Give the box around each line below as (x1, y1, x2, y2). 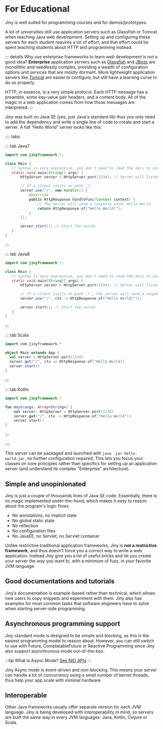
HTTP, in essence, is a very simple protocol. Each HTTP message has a (5, 89, 148, 95)
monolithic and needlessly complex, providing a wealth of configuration (5, 64, 148, 70)
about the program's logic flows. (5, 503, 70, 509)
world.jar (5, 457, 25, 461)
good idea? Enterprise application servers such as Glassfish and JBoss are (5, 59, 156, 65)
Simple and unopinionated (5, 480, 86, 488)
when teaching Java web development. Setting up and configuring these (5, 34, 150, 40)
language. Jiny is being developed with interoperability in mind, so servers (5, 709, 154, 715)
